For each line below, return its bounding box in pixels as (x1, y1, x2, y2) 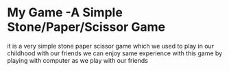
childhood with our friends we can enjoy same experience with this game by (7, 49, 223, 57)
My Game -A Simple (7, 5, 123, 20)
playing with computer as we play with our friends (7, 56, 149, 64)
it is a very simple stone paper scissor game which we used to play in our (7, 42, 215, 50)
